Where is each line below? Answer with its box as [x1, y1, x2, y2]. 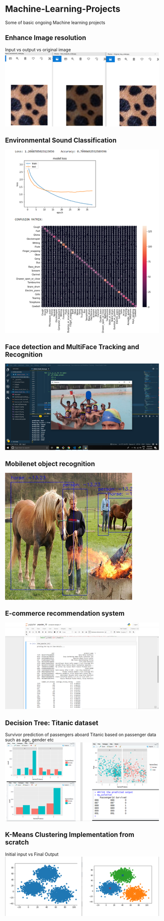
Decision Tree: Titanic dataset [5, 719, 99, 727]
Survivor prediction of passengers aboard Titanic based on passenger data [5, 732, 156, 738]
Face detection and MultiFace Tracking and [5, 343, 140, 351]
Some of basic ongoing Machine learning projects [5, 20, 105, 25]
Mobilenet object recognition [5, 460, 95, 468]
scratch [5, 838, 29, 847]
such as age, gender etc [5, 737, 54, 743]
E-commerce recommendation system [5, 609, 125, 618]
